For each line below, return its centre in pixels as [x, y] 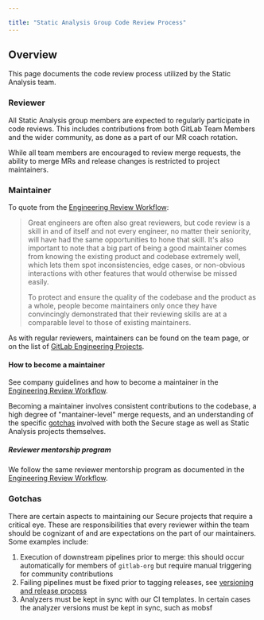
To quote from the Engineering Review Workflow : [89, 207]
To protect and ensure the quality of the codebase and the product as [142, 297]
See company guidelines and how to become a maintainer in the [113, 382]
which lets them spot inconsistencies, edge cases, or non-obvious [136, 265]
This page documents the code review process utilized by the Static [120, 74]
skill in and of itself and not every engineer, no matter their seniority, [140, 231]
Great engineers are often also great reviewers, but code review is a [139, 223]
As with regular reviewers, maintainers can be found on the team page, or [129, 338]
